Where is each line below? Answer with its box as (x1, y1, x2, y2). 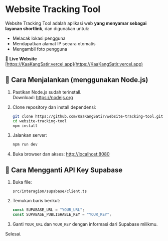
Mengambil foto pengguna (12, 46, 68, 52)
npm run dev (12, 142, 38, 147)
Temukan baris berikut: (12, 198, 61, 204)
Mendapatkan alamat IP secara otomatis (12, 40, 96, 46)
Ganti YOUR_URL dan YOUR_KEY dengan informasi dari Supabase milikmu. (12, 221, 158, 227)
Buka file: (12, 179, 32, 185)
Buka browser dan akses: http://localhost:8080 (12, 151, 110, 157)
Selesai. (5, 230, 22, 237)
